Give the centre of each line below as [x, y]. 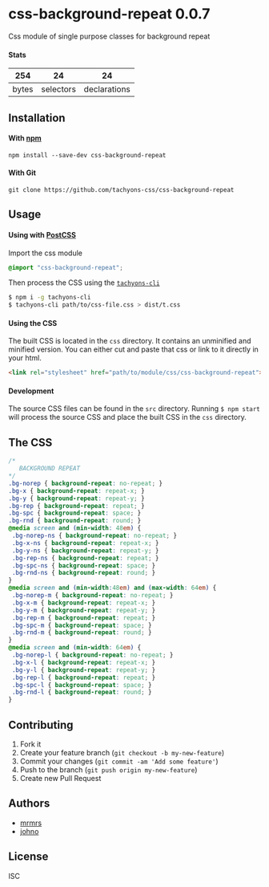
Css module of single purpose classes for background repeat [109, 36]
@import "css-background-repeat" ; [66, 267]
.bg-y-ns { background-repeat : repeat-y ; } [85, 551]
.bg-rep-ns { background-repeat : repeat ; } [85, 558]
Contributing [41, 724]
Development [31, 391]
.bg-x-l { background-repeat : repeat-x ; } [84, 662]
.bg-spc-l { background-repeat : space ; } [82, 685]
